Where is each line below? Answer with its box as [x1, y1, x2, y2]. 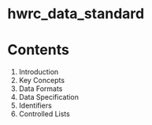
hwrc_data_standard [7, 5, 145, 23]
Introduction [18, 67, 59, 77]
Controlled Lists [18, 109, 70, 119]
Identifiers [18, 100, 52, 111]
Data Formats [18, 84, 63, 93]
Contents [7, 41, 70, 59]
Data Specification [18, 93, 80, 102]
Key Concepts [18, 76, 65, 85]
